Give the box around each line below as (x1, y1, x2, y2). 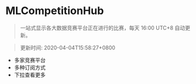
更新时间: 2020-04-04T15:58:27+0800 (20, 44, 116, 51)
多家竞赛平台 (14, 56, 46, 63)
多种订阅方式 (14, 63, 46, 71)
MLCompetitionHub (5, 4, 104, 18)
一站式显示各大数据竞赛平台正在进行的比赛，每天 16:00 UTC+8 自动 (20, 24, 185, 31)
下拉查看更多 (14, 71, 46, 78)
